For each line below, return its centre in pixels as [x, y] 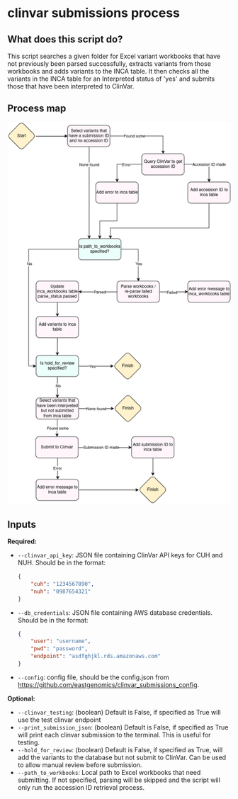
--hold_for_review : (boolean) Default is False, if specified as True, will [120, 749]
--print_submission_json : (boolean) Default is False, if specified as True [123, 727]
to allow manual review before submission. [80, 765]
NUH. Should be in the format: [62, 563]
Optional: [21, 698]
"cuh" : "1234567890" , [62, 584]
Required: [22, 542]
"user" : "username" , [61, 641]
